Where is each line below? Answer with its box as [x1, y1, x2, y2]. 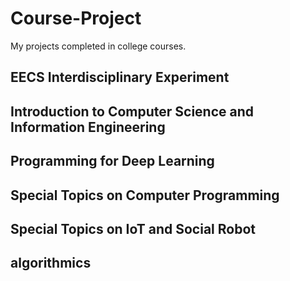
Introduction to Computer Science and [10, 103, 255, 120]
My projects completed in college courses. [10, 40, 187, 52]
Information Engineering [10, 118, 166, 136]
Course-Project [10, 7, 142, 30]
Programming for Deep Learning [10, 153, 215, 170]
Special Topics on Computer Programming [10, 187, 280, 204]
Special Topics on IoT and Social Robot [10, 220, 256, 237]
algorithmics [10, 255, 92, 272]
